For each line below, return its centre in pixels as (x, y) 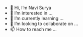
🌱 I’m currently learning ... (37, 18)
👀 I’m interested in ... (31, 13)
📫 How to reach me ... (33, 29)
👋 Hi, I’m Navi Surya (30, 8)
